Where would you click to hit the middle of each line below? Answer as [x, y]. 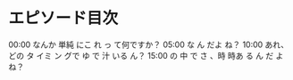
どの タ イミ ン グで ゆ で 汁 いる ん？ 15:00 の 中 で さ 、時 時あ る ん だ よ [146, 55]
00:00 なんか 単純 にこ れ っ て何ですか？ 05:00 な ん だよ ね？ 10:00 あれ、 [149, 44]
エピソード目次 [63, 18]
